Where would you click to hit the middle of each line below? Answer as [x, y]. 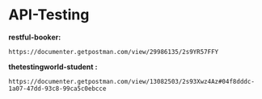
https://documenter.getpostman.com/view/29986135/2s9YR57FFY [114, 52]
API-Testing [49, 15]
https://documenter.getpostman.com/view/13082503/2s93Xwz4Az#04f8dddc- [131, 81]
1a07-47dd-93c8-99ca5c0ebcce [57, 89]
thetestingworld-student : [53, 67]
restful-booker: [35, 37]
